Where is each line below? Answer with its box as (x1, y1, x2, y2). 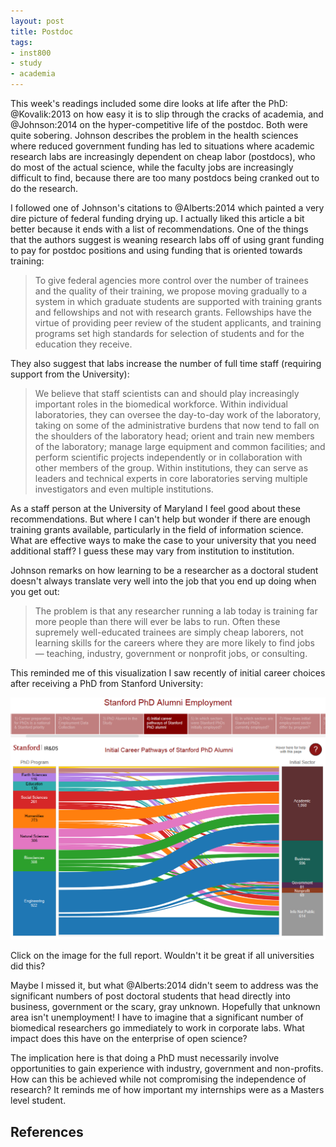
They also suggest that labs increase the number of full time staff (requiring (10, 358, 322, 369)
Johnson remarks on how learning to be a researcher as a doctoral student (10, 565, 319, 576)
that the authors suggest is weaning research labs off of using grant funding (10, 234, 325, 245)
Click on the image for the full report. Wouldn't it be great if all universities (10, 950, 315, 962)
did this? (10, 960, 46, 972)
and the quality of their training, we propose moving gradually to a (34, 285, 308, 297)
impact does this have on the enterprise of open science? (10, 1033, 248, 1045)
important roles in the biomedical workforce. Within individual (34, 398, 288, 410)
